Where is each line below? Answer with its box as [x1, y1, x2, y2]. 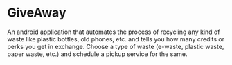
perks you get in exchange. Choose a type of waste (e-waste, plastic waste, [7, 42, 224, 50]
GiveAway [7, 5, 66, 21]
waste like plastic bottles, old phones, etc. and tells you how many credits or [7, 35, 225, 43]
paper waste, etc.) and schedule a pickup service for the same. [7, 50, 188, 58]
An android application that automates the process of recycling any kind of [7, 28, 220, 36]
